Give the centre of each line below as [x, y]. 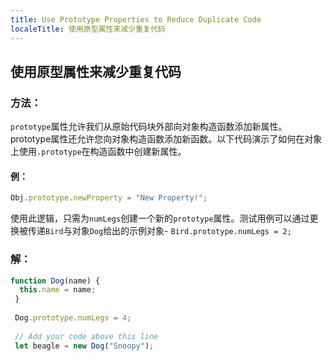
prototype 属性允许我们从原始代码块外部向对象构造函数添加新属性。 [149, 127]
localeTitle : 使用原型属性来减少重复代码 [88, 29]
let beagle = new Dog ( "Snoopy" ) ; [84, 346]
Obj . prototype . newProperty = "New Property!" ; [109, 198]
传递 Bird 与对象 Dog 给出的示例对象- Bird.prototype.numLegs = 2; [159, 231]
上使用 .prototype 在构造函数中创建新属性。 [98, 152]
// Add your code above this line [86, 336]
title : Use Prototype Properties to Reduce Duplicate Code [136, 19]
